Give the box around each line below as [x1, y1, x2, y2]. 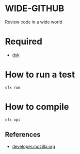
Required [5, 36, 43, 47]
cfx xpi [5, 117, 21, 122]
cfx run [5, 85, 21, 90]
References [5, 131, 41, 139]
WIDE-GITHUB [5, 3, 64, 14]
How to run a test [5, 69, 75, 80]
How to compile [5, 102, 69, 112]
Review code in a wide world [5, 19, 63, 25]
